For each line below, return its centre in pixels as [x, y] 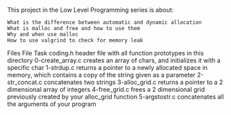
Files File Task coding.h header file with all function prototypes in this [106, 53]
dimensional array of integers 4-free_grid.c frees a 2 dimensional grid [106, 89]
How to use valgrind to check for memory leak [75, 40]
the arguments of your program [52, 104]
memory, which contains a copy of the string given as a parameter [101, 75]
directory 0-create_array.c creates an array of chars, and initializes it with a [114, 60]
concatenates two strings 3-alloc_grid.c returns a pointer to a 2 [133, 82]
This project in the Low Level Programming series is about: [91, 10]
